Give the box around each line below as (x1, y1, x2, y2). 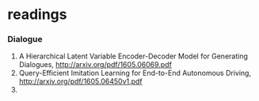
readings (7, 6, 67, 24)
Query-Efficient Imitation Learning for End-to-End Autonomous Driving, (18, 69, 251, 78)
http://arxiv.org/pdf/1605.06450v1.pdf (18, 77, 143, 86)
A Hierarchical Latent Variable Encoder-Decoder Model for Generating (18, 51, 249, 61)
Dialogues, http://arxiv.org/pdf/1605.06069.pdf (18, 60, 172, 69)
